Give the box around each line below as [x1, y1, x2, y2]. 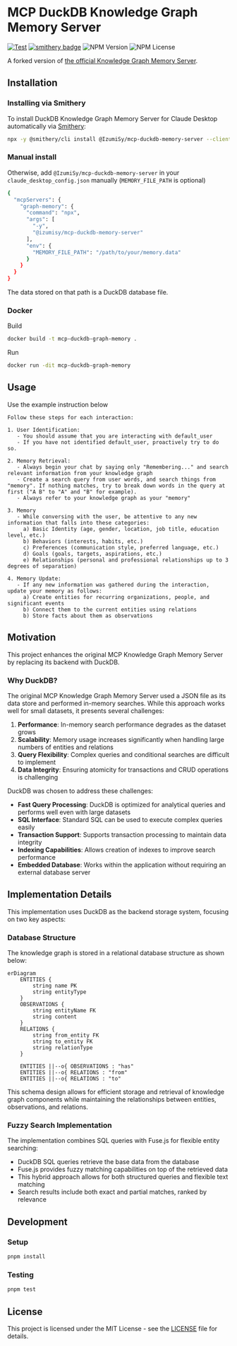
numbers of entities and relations [17, 743, 114, 751]
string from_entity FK [32, 1032, 99, 1039]
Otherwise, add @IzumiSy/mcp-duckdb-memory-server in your [7, 168, 180, 177]
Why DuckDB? [7, 675, 58, 685]
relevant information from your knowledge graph [7, 469, 153, 477]
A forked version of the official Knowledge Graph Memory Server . [7, 56, 198, 64]
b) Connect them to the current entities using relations [23, 606, 197, 613]
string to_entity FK [32, 1038, 93, 1045]
